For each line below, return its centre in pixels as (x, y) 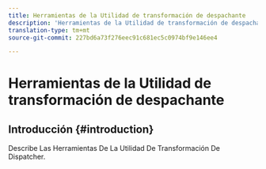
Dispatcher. (27, 157)
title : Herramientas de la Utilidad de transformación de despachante (127, 15)
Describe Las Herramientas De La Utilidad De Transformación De (114, 148)
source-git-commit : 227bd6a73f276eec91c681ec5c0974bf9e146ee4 (113, 38)
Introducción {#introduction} (81, 129)
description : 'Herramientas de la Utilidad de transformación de (118, 23)
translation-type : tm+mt (49, 30)
